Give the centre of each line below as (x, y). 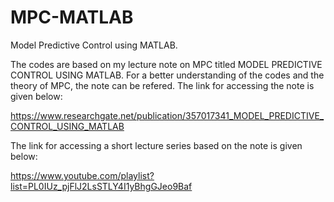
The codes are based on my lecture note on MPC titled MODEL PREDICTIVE (166, 64)
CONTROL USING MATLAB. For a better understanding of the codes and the (167, 75)
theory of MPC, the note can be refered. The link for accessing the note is (162, 85)
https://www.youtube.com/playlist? (82, 175)
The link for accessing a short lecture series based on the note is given (156, 145)
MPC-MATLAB (72, 17)
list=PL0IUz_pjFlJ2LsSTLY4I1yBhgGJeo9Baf (101, 186)
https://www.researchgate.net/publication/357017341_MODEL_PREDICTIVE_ (167, 115)
